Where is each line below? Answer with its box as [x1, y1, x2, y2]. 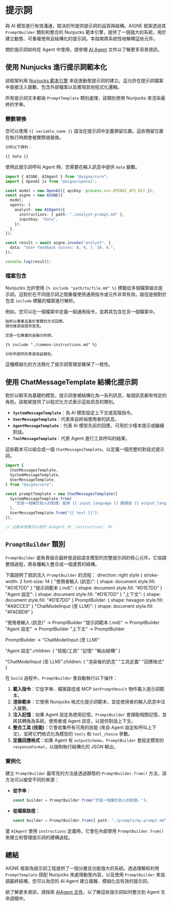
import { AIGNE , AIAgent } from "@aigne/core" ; [5, 174, 109, 179]
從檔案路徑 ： [12, 807, 40, 814]
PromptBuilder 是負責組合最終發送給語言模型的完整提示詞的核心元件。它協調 [5, 554, 167, 561]
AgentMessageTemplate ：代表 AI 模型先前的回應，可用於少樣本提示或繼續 [12, 422, 165, 429]
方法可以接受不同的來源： [5, 776, 59, 783]
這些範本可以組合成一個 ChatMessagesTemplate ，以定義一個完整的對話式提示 [5, 446, 165, 452]
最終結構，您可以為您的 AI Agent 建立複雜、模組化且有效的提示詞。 [9, 878, 152, 884]
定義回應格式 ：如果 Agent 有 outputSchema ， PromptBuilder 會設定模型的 [12, 737, 164, 743]
